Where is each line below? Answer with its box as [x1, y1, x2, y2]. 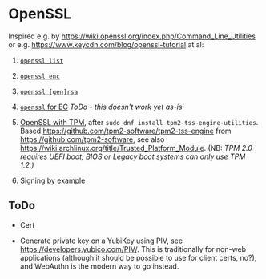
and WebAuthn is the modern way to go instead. [19, 261, 179, 271]
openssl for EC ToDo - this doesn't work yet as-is [19, 102, 183, 111]
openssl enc [19, 72, 60, 80]
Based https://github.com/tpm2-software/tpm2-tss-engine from [19, 126, 232, 135]
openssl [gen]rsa [19, 87, 79, 96]
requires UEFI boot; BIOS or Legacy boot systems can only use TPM [19, 152, 246, 161]
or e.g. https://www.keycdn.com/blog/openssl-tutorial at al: [8, 39, 204, 49]
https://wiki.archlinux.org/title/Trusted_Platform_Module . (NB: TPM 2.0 [19, 143, 252, 152]
